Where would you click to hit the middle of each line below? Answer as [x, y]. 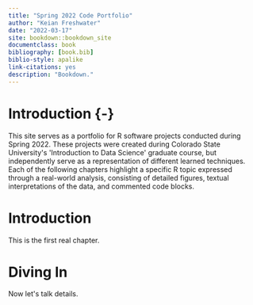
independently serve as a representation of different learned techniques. [127, 161]
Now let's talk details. [43, 294]
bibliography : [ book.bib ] [51, 52]
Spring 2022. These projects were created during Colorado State [114, 144]
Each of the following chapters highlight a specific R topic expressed [120, 169]
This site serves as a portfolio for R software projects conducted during [125, 135]
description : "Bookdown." [51, 74]
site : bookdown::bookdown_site [60, 38]
